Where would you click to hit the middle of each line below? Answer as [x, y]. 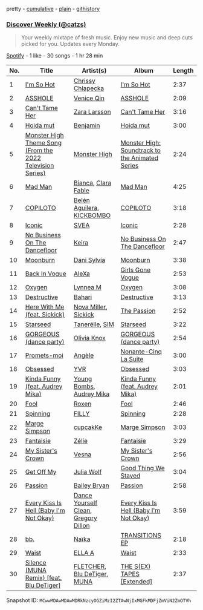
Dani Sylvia [89, 260]
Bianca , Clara [92, 183]
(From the [39, 151]
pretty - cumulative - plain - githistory [53, 9]
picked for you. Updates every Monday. [70, 44]
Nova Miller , [90, 307]
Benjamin [87, 125]
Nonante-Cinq [141, 352]
